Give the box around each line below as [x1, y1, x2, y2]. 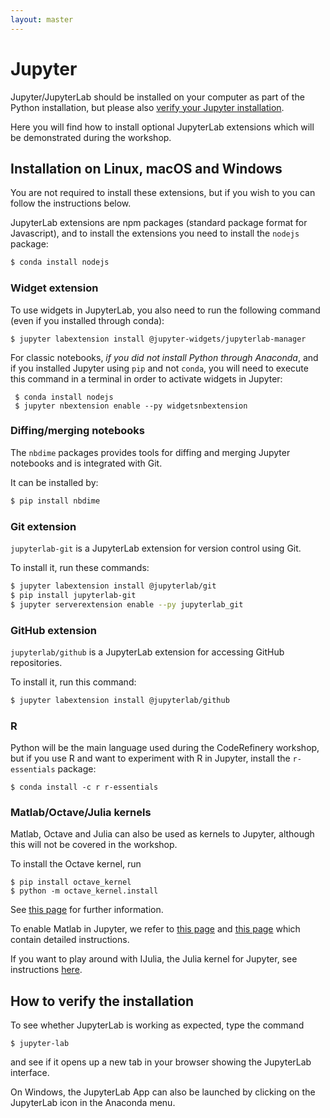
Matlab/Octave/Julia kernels [10, 806, 152, 820]
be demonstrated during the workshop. [10, 131, 172, 143]
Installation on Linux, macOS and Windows [10, 160, 283, 177]
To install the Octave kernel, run [10, 858, 142, 870]
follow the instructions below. [10, 197, 132, 210]
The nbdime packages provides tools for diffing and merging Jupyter [10, 446, 291, 458]
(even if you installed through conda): [10, 314, 165, 326]
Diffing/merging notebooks [10, 424, 145, 438]
